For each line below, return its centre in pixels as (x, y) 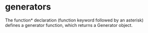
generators (28, 7)
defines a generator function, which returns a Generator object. (69, 25)
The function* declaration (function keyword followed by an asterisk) (74, 20)
